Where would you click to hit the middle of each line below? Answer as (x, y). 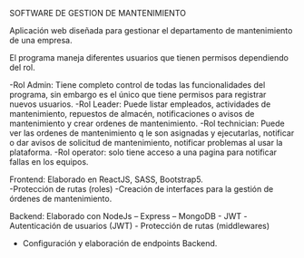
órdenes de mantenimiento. (61, 199)
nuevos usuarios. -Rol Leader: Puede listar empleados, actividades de (140, 104)
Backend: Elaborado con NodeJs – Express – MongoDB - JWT (126, 216)
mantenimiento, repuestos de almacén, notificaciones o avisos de (132, 114)
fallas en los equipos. (49, 162)
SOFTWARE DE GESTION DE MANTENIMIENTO (98, 13)
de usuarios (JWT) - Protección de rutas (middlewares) (167, 226)
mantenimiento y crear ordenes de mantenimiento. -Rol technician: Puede (147, 123)
